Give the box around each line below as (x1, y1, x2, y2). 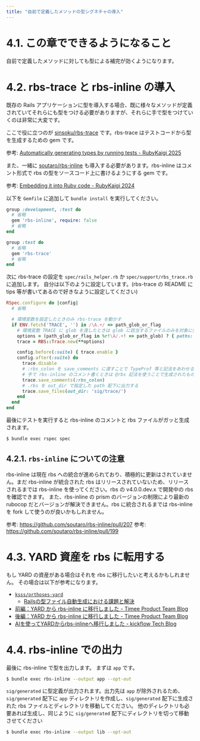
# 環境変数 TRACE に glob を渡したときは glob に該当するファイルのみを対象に (17, 327, 193, 333)
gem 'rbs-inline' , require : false (11, 217, 97, 224)
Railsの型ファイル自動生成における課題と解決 (23, 598, 135, 605)
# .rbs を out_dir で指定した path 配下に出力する (21, 383, 139, 389)
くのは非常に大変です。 (6, 116, 64, 123)
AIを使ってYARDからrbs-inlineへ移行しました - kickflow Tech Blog (14, 620, 177, 627)
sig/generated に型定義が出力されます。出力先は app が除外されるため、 (6, 687, 183, 694)
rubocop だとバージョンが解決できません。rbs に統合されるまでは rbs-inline (6, 500, 193, 508)
